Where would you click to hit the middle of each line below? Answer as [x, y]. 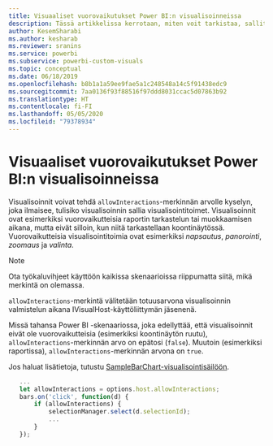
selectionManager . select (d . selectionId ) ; [119, 412]
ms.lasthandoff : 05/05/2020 [56, 115]
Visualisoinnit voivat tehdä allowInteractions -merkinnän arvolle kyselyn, [131, 201]
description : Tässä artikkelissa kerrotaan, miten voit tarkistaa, [125, 24]
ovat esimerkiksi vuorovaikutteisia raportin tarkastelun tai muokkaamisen [130, 219]
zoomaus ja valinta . [41, 245]
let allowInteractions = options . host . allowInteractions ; [119, 389]
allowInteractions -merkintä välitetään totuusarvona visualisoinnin [120, 301]
